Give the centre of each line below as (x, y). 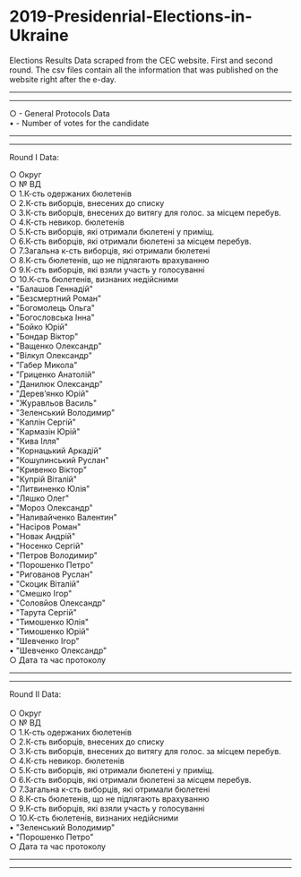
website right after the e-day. (63, 79)
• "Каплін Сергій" (43, 422)
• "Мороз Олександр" (52, 507)
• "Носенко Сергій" (47, 546)
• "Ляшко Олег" (39, 498)
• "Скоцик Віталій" (45, 583)
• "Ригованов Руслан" (52, 574)
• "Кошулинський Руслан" (59, 460)
